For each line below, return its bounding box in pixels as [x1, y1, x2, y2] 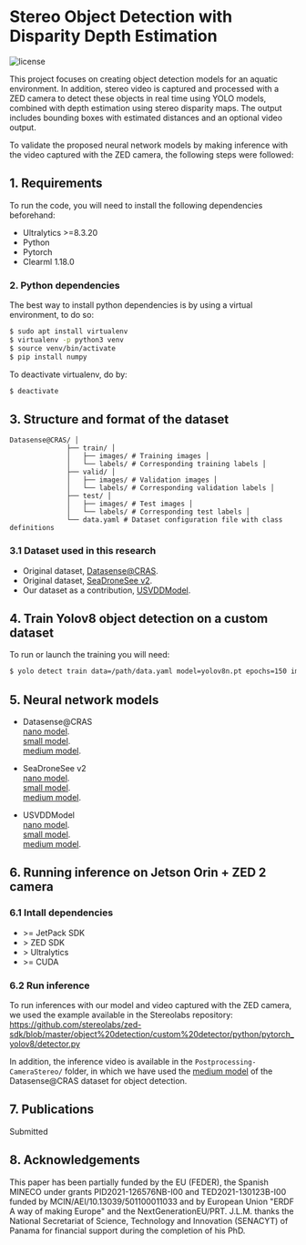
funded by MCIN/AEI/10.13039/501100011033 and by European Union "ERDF [9, 1196, 294, 1207]
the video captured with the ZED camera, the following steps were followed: [9, 148, 294, 160]
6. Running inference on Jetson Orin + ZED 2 [9, 865, 267, 881]
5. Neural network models [9, 692, 159, 708]
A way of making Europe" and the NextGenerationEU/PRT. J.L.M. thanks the [9, 1205, 294, 1217]
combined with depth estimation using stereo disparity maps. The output [9, 102, 282, 113]
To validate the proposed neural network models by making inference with [9, 139, 289, 150]
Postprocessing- [194, 1058, 257, 1067]
